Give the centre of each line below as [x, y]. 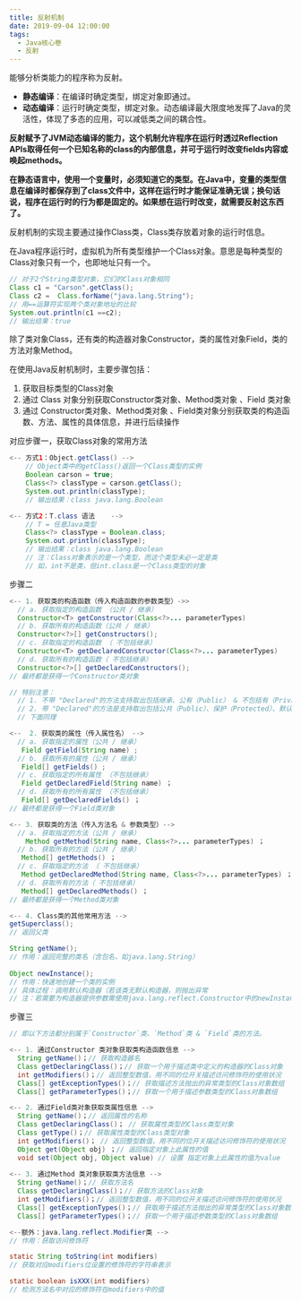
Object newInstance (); [52, 973]
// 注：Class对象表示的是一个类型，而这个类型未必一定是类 [121, 557]
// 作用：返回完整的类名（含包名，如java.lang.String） [104, 957]
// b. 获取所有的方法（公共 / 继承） [79, 849]
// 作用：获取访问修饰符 [49, 1241]
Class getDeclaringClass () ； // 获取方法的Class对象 [110, 1191]
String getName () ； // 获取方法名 [76, 1183]
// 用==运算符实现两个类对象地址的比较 [73, 304]
